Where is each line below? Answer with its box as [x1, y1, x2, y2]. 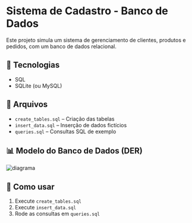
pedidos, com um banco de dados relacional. [6, 43, 117, 50]
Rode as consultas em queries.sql [14, 210, 100, 218]
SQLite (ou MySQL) [14, 82, 62, 89]
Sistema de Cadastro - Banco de [6, 4, 168, 18]
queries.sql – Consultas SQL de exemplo [14, 128, 117, 135]
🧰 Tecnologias [6, 60, 60, 70]
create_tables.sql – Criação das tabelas [14, 115, 115, 123]
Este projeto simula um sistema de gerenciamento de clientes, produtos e [6, 36, 186, 43]
